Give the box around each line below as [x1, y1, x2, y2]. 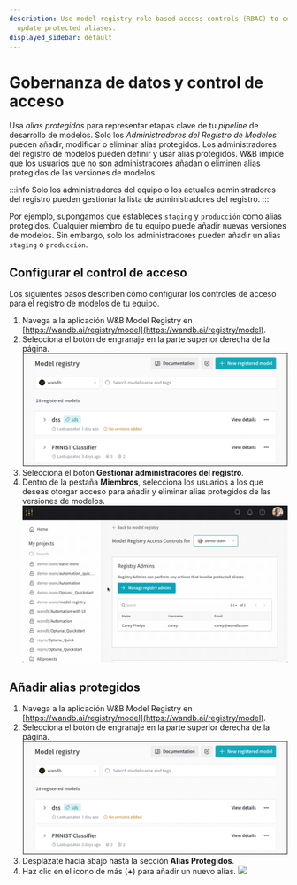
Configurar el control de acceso [9, 265, 187, 280]
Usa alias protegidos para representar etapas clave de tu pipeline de [9, 120, 259, 131]
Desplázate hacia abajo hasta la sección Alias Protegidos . [21, 856, 235, 866]
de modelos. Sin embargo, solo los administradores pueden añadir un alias [9, 230, 281, 241]
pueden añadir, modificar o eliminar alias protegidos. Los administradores [9, 139, 277, 150]
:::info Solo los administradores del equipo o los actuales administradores [9, 184, 277, 195]
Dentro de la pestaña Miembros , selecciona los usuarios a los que [21, 477, 263, 487]
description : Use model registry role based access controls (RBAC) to [9, 14, 278, 23]
